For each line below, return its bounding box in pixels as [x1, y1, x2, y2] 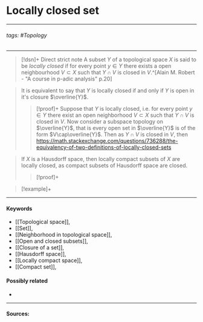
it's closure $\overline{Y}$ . [21, 93, 89, 100]
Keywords [6, 205, 33, 212]
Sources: [6, 310, 30, 318]
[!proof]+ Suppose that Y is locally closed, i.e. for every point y [36, 105, 193, 113]
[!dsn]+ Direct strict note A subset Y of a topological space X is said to [21, 56, 197, 64]
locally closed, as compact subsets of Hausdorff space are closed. [21, 162, 188, 169]
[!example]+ [21, 185, 51, 192]
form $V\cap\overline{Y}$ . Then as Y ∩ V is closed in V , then [36, 131, 188, 138]
